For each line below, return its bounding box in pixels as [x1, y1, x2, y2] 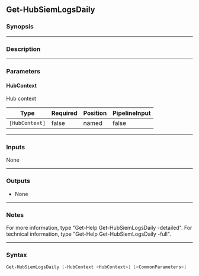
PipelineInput [112, 109, 151, 117]
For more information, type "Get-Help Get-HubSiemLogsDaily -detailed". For [6, 224, 192, 231]
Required [51, 109, 78, 117]
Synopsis [6, 23, 34, 31]
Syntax [6, 251, 27, 259]
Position [83, 109, 107, 117]
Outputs [6, 177, 31, 185]
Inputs [6, 143, 25, 152]
